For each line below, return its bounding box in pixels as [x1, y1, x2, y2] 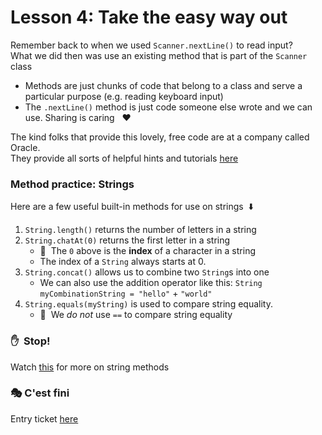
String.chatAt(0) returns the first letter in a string [24, 234, 231, 246]
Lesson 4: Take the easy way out [10, 6, 288, 29]
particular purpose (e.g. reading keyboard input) [24, 90, 224, 102]
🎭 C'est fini [10, 386, 70, 400]
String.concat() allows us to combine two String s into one [24, 266, 270, 278]
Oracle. [10, 141, 41, 153]
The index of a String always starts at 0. [39, 256, 207, 268]
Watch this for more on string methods [10, 361, 170, 373]
